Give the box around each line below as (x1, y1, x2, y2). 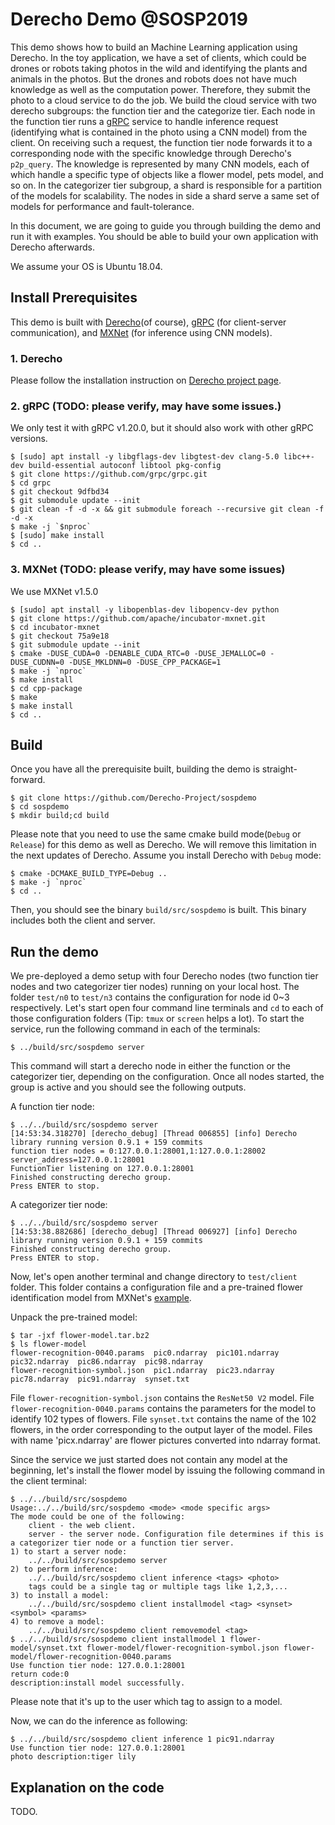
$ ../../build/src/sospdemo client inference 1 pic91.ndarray (10, 1734, 275, 1745)
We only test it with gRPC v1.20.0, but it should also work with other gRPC (10, 422, 314, 434)
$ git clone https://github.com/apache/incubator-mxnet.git (10, 613, 267, 623)
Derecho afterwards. (10, 241, 95, 253)
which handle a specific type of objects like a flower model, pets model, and (10, 168, 324, 180)
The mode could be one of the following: (10, 1512, 186, 1522)
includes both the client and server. (10, 914, 156, 927)
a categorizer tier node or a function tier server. (10, 1538, 235, 1548)
